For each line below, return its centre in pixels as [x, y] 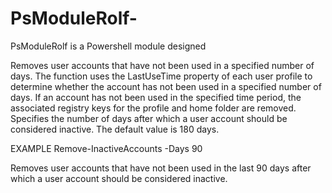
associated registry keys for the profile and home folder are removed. [153, 108]
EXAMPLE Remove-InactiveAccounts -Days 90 [106, 148]
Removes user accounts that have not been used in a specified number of [162, 65]
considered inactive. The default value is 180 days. [115, 129]
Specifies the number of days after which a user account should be [149, 118]
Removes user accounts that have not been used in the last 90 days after [161, 168]
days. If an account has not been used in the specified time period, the [156, 97]
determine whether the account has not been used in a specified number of [166, 86]
